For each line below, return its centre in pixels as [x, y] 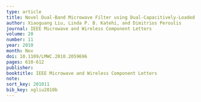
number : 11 [20, 40]
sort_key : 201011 [28, 85]
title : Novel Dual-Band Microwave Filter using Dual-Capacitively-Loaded [101, 17]
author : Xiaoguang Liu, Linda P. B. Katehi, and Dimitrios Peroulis [94, 23]
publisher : [20, 67]
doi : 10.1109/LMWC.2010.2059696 [47, 56]
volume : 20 [20, 34]
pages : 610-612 [25, 62]
